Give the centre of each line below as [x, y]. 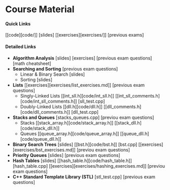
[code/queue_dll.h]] [41, 139]
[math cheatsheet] [32, 63]
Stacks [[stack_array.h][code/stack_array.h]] [67, 122]
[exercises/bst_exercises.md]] [44, 150]
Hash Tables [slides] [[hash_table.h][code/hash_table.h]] [72, 161]
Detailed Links [21, 46]
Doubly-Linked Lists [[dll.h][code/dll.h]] [61, 106]
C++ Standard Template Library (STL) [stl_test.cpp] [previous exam [84, 177]
